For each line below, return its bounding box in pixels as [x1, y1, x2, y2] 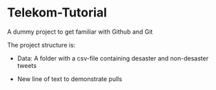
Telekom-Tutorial [7, 5, 107, 21]
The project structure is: [7, 41, 76, 49]
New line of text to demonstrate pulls [17, 74, 123, 83]
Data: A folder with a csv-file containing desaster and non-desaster [17, 54, 209, 63]
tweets [17, 61, 37, 69]
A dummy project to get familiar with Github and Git [7, 27, 153, 36]
